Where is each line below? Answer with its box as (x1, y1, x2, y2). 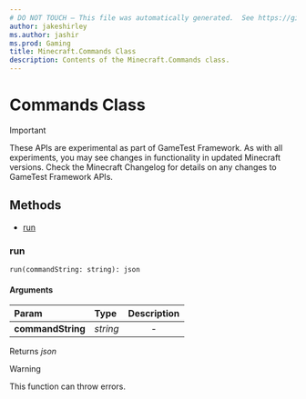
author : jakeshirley (9, 22, 88, 31)
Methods (9, 197, 62, 214)
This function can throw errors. (9, 381, 126, 392)
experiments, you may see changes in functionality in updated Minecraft (9, 152, 280, 163)
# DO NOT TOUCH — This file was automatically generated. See (9, 13, 255, 23)
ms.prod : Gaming (9, 38, 71, 48)
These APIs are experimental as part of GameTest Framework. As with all (9, 142, 283, 153)
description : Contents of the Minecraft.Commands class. (9, 55, 230, 65)
